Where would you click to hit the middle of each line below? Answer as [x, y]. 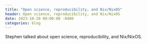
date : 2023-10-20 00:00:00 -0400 [39, 18]
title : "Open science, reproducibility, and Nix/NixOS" [64, 9]
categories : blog [23, 23]
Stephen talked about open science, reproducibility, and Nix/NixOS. [73, 37]
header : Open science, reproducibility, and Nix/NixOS [63, 14]
